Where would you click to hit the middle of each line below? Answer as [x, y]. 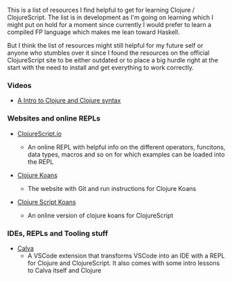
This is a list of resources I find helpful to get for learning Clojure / [101, 10]
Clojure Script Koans [46, 202]
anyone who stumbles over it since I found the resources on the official [108, 53]
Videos [19, 85]
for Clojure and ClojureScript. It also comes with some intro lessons [124, 263]
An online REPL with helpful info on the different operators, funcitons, [126, 147]
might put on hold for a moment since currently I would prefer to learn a [109, 25]
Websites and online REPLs [54, 118]
